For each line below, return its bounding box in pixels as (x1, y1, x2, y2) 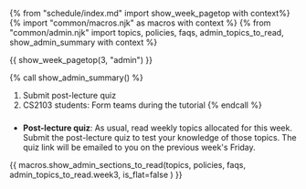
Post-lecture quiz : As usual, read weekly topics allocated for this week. (22, 122, 292, 133)
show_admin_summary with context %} (9, 37, 158, 47)
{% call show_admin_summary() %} (9, 72, 144, 83)
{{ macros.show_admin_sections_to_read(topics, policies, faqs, (9, 160, 247, 171)
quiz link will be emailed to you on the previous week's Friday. (22, 142, 256, 153)
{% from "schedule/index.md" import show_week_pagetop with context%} (9, 8, 290, 18)
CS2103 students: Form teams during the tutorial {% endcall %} (22, 100, 262, 110)
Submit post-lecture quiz (22, 90, 117, 100)
